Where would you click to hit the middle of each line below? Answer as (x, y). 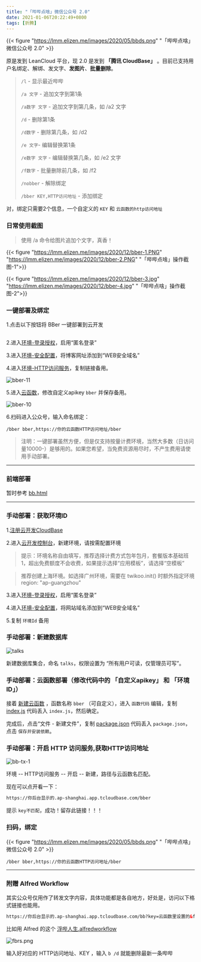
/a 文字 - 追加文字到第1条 (51, 94)
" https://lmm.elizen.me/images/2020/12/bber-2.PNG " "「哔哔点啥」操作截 (98, 259)
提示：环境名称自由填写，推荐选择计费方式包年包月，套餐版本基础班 (105, 555)
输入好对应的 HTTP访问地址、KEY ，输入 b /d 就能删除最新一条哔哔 (90, 953)
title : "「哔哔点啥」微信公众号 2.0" (48, 12)
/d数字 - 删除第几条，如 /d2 (54, 132)
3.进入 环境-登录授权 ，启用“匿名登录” (51, 595)
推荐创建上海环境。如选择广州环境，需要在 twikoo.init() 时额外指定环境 (108, 576)
